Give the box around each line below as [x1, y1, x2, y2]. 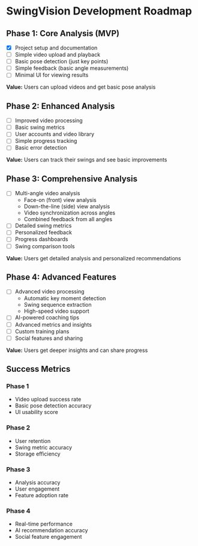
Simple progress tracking [14, 137, 77, 145]
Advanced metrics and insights [14, 321, 92, 328]
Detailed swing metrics [14, 222, 72, 230]
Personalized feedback [14, 229, 72, 236]
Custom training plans [14, 327, 70, 335]
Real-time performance [14, 520, 73, 528]
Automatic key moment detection [23, 295, 106, 302]
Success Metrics [6, 364, 71, 374]
